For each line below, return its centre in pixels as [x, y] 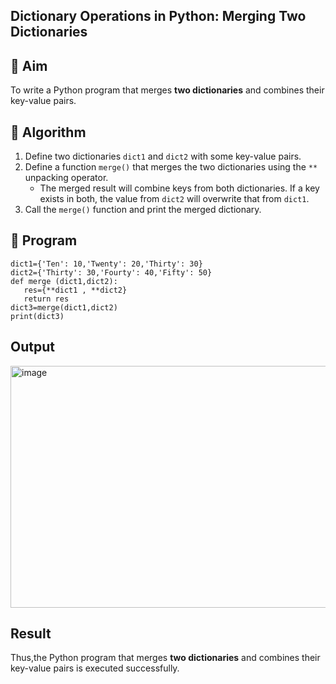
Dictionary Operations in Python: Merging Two [158, 16]
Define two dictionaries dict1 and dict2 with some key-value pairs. [163, 156]
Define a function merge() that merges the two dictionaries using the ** [171, 167]
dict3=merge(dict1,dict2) [64, 307]
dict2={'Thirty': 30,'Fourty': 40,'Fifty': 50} [111, 272]
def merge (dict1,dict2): [64, 281]
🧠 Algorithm [48, 132]
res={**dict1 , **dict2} [75, 290]
